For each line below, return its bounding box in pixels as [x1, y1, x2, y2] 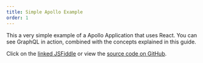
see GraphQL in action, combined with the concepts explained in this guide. [6, 38, 196, 45]
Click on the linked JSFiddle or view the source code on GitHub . [6, 50, 167, 57]
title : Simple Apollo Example [6, 9, 84, 15]
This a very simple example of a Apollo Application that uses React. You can [6, 31, 198, 39]
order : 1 [6, 15, 29, 21]
